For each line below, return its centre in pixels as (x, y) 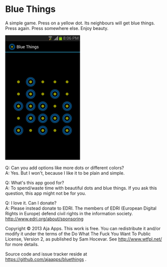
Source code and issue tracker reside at (46, 254)
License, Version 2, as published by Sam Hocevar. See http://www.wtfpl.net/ (83, 239)
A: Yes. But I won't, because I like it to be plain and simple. (65, 173)
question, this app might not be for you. (46, 193)
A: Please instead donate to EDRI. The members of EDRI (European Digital (81, 208)
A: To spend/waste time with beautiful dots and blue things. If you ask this (81, 188)
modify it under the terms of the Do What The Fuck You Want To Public (78, 234)
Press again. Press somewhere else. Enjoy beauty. (57, 28)
